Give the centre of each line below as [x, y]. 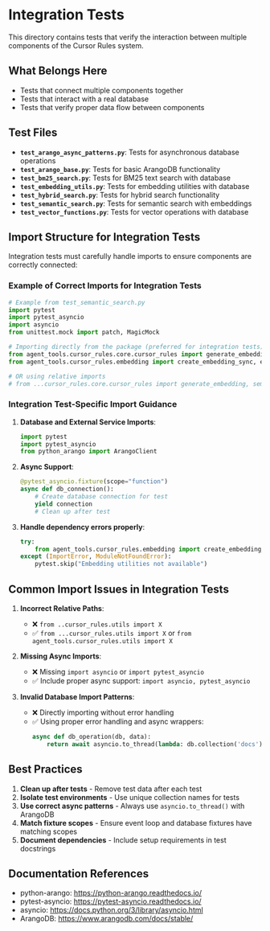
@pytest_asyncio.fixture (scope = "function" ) [94, 482]
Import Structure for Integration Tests [104, 237]
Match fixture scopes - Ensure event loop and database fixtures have [136, 822]
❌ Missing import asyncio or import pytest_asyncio [118, 672]
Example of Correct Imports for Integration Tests [105, 285]
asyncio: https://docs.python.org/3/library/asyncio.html [111, 910]
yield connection [63, 504]
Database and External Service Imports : [88, 422]
